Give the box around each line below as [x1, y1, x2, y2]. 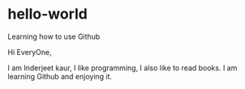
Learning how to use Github [7, 32, 101, 41]
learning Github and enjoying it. [7, 71, 113, 81]
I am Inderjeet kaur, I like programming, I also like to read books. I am [7, 62, 238, 73]
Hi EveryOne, [7, 47, 52, 57]
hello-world [7, 5, 88, 23]
